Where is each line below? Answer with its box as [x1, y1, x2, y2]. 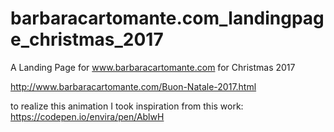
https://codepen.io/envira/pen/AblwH [10, 110, 165, 122]
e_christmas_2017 [10, 28, 164, 51]
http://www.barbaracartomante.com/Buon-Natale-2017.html [10, 80, 257, 92]
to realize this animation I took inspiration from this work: [10, 100, 244, 112]
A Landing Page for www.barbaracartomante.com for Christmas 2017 [10, 61, 296, 73]
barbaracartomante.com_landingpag [10, 7, 325, 30]
